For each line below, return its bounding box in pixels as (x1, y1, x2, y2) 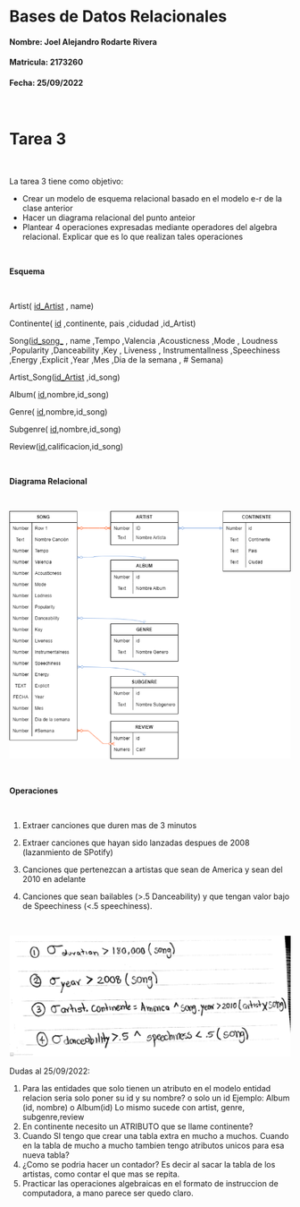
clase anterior (21, 202, 73, 213)
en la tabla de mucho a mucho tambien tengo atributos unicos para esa (21, 1140, 285, 1151)
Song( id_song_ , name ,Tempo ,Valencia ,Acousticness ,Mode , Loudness (9, 335, 279, 346)
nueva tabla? (21, 1150, 70, 1160)
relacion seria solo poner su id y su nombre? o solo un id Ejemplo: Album (21, 1092, 290, 1103)
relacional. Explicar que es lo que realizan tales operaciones (21, 231, 244, 242)
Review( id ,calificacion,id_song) (9, 441, 123, 451)
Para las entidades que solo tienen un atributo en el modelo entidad (21, 1083, 271, 1094)
